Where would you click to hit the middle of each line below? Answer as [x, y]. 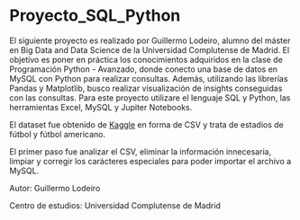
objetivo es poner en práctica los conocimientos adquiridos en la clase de [146, 59]
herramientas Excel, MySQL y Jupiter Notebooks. [101, 107]
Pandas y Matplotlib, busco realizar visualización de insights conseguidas [146, 88]
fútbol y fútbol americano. [58, 134]
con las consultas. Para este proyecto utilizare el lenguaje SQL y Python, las [150, 97]
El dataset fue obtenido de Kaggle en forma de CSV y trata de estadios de [146, 124]
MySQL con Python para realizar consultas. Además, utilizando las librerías [149, 78]
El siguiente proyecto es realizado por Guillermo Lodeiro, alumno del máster [150, 40]
